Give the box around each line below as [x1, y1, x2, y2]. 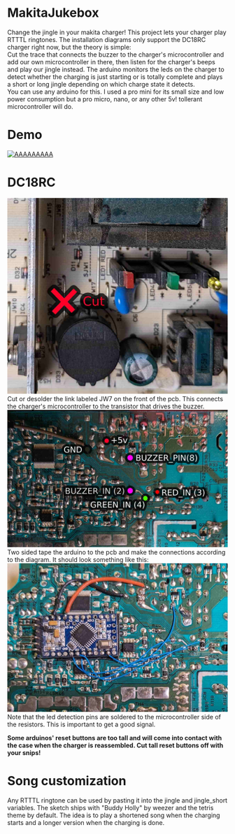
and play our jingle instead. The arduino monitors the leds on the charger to [7, 65, 225, 73]
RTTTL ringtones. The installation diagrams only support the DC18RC [7, 35, 206, 43]
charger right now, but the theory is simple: [7, 43, 131, 51]
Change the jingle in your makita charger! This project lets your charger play [7, 28, 227, 36]
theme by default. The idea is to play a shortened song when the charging [7, 811, 220, 819]
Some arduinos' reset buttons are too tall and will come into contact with [7, 733, 222, 742]
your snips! [7, 748, 41, 756]
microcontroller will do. [7, 102, 73, 110]
